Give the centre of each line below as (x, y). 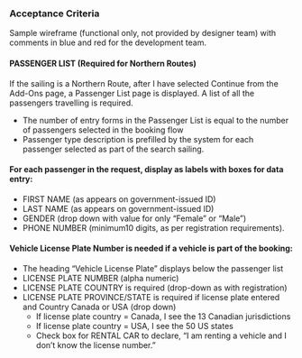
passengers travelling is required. (71, 103)
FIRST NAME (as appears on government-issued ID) (119, 199)
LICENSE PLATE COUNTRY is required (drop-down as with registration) (155, 288)
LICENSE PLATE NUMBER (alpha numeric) (101, 278)
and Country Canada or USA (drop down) (99, 307)
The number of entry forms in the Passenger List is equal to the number (156, 120)
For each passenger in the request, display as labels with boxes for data (146, 170)
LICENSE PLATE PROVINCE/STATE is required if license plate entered (151, 297)
